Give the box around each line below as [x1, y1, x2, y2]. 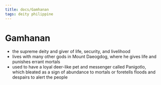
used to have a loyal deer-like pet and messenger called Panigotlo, [12, 64, 146, 70]
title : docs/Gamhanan [5, 7, 49, 12]
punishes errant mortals [12, 59, 60, 65]
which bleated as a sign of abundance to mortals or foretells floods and [12, 69, 156, 75]
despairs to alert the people [12, 74, 68, 80]
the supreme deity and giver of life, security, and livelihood [12, 49, 131, 54]
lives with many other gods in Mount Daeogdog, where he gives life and [12, 54, 157, 60]
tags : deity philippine [5, 12, 54, 17]
